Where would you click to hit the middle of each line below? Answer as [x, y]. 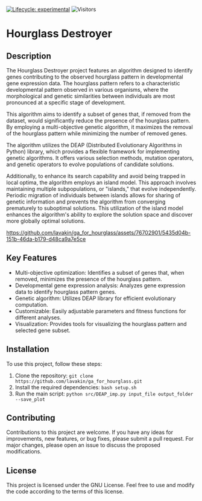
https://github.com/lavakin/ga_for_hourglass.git [79, 381]
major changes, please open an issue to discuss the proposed [84, 445]
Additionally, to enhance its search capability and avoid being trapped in [96, 176]
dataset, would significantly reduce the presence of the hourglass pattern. [98, 120]
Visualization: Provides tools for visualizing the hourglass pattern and [101, 324]
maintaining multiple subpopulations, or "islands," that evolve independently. [101, 189]
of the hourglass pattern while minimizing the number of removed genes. [97, 133]
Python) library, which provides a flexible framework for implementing [93, 152]
